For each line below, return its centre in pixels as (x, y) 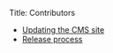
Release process (52, 39)
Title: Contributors (42, 13)
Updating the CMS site (63, 30)
